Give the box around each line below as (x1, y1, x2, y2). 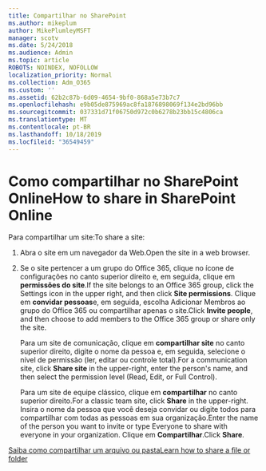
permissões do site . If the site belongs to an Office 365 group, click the (19, 280, 254, 290)
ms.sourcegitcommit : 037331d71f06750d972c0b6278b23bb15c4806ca (8, 109, 224, 117)
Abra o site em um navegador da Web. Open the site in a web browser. (19, 248, 250, 258)
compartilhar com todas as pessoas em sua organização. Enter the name (19, 413, 259, 423)
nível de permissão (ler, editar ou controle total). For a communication (19, 355, 248, 365)
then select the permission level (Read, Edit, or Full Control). (19, 372, 217, 382)
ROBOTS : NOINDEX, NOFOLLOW (8, 64, 98, 72)
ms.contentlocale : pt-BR (8, 123, 91, 131)
